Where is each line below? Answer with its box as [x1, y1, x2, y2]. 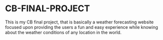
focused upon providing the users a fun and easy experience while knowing [5, 24, 158, 30]
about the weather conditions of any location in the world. [5, 29, 122, 35]
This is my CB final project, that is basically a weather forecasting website [5, 19, 154, 25]
